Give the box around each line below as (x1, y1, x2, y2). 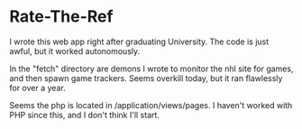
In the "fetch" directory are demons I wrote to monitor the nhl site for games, (9, 63, 294, 74)
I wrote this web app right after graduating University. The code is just (9, 36, 270, 47)
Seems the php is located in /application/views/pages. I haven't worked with (9, 99, 293, 110)
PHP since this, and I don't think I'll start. (9, 109, 160, 120)
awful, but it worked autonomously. (9, 45, 141, 56)
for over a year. (9, 82, 66, 93)
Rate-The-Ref (9, 6, 114, 27)
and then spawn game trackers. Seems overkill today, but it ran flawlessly (9, 72, 283, 83)
